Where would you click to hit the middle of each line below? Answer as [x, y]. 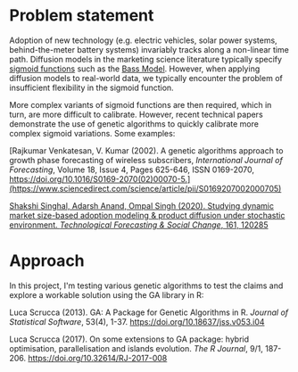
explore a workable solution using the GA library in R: [107, 294]
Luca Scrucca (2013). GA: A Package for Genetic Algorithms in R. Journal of [149, 312]
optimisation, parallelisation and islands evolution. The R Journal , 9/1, [136, 348]
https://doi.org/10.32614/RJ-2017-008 [98, 358]
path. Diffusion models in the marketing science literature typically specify [146, 59]
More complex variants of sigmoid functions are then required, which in [141, 104]
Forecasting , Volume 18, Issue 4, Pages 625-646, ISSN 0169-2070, [132, 169]
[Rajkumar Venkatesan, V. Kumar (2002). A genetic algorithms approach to [146, 150]
